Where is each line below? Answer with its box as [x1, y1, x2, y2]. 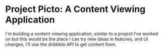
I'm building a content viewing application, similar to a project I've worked [5, 30, 158, 36]
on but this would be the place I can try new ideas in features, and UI [5, 36, 148, 42]
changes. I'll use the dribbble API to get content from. [5, 41, 117, 47]
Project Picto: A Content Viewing [5, 3, 146, 15]
